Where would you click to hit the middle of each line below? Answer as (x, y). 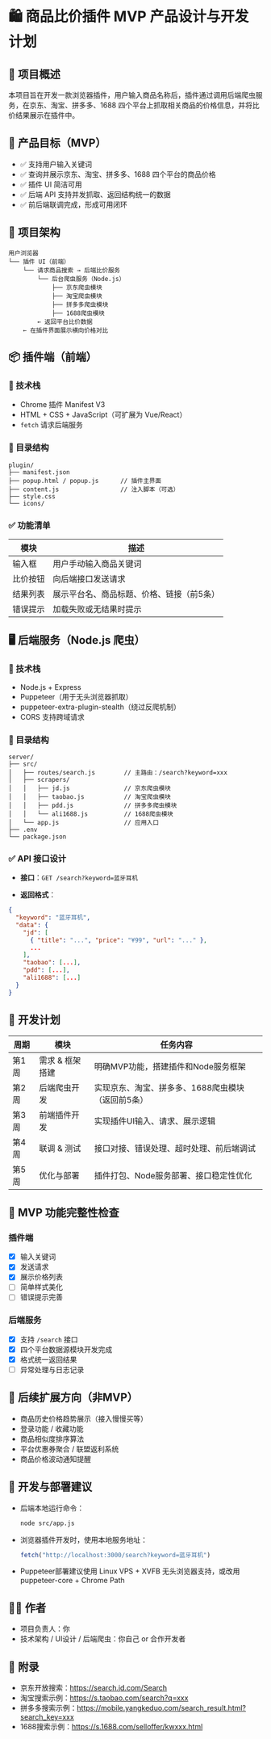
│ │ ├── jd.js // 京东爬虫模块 (90, 788)
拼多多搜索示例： (48, 1708)
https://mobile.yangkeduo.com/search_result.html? (161, 1708)
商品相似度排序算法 (52, 1439)
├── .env (23, 830)
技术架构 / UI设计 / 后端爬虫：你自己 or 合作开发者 (103, 1639)
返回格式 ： (38, 895)
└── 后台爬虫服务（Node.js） (81, 279)
